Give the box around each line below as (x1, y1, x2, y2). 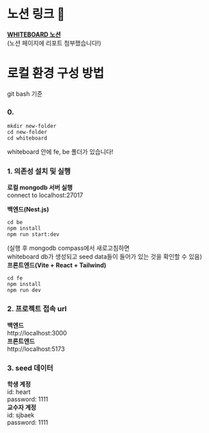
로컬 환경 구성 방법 (7, 66, 104, 81)
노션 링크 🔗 (7, 6, 65, 22)
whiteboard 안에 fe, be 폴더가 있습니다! (7, 148, 114, 156)
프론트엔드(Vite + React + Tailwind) (7, 261, 107, 269)
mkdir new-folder (7, 123, 57, 130)
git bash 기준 (7, 89, 43, 98)
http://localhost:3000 (7, 329, 67, 337)
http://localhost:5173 (7, 344, 65, 353)
